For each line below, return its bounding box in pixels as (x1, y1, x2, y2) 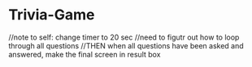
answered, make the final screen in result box (8, 49, 161, 59)
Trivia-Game (8, 6, 95, 24)
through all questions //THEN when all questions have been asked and (8, 40, 244, 50)
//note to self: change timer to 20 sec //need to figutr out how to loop (8, 32, 240, 42)
